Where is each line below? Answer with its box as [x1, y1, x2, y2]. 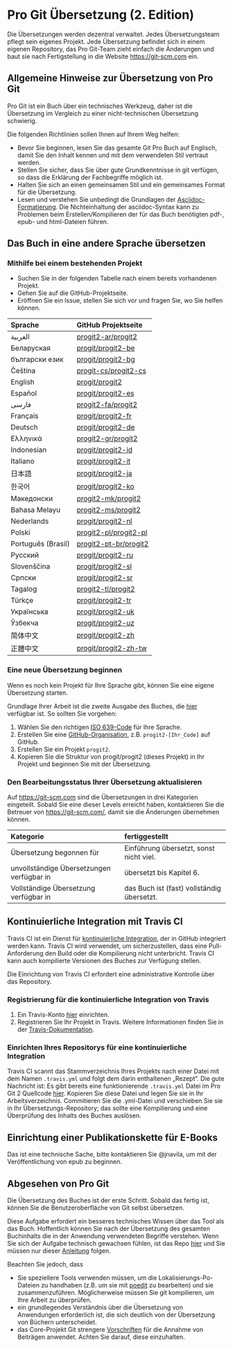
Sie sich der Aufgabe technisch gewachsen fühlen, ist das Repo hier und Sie [7, 1239, 225, 1248]
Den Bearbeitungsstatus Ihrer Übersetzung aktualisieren [7, 777, 202, 786]
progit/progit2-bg [76, 355, 135, 365]
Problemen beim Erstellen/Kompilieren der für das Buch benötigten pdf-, [17, 209, 225, 219]
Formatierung [17, 203, 57, 211]
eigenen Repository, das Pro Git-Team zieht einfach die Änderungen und [7, 45, 214, 53]
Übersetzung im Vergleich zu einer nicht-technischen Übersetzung [7, 109, 199, 118]
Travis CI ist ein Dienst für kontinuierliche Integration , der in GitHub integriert [7, 934, 227, 942]
